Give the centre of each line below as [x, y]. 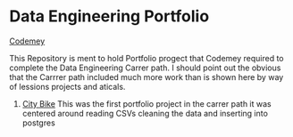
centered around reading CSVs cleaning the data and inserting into [145, 113]
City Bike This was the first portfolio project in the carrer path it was [146, 103]
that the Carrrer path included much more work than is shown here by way [146, 77]
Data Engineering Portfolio [109, 16]
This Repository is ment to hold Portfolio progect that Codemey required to [146, 58]
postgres [38, 123]
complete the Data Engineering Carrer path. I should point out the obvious [145, 68]
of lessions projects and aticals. [67, 86]
